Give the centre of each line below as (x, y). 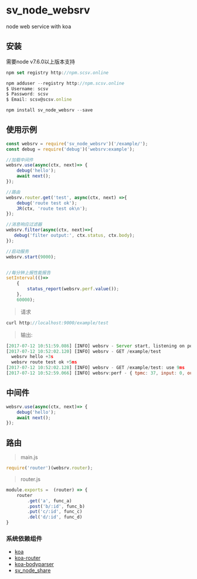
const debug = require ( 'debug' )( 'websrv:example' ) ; (70, 149)
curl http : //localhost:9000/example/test (57, 323)
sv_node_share (33, 571)
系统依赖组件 (24, 539)
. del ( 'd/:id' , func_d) (55, 517)
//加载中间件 (20, 160)
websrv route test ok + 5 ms (44, 362)
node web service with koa (39, 26)
